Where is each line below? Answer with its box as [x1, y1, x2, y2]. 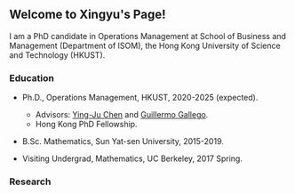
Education [9, 71, 55, 84]
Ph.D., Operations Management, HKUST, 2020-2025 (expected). [21, 93, 259, 103]
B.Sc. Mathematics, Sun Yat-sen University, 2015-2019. [21, 136, 224, 147]
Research [9, 175, 52, 188]
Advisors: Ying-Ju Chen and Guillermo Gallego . [35, 109, 209, 120]
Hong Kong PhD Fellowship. [35, 119, 138, 130]
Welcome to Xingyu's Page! [9, 7, 166, 22]
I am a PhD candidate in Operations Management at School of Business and [9, 30, 287, 41]
